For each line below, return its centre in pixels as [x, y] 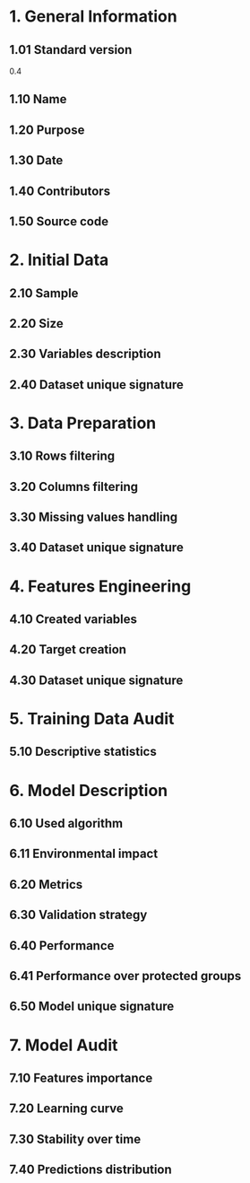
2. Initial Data [59, 260]
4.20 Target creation [68, 649]
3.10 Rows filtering [62, 456]
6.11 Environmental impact [84, 854]
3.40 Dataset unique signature [96, 548]
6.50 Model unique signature [92, 1007]
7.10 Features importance [81, 1078]
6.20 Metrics [46, 885]
